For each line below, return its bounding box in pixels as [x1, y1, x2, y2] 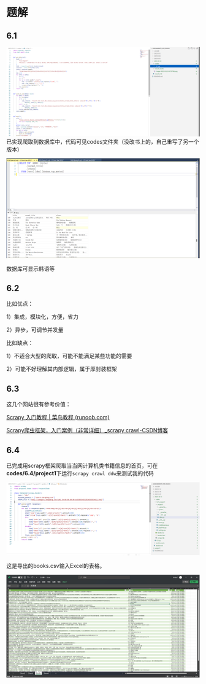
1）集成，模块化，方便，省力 [6, 313, 78, 321]
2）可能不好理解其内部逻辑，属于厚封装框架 [6, 365, 118, 373]
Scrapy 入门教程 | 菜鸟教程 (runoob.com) [6, 414, 110, 421]
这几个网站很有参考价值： [6, 400, 71, 408]
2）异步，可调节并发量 [6, 326, 64, 333]
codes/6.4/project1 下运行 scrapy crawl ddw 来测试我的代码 [6, 470, 154, 477]
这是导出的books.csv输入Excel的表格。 [6, 562, 105, 569]
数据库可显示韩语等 [6, 265, 55, 272]
